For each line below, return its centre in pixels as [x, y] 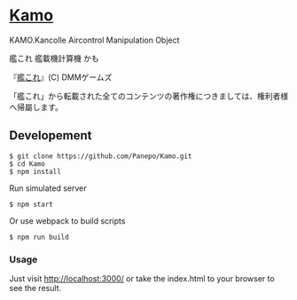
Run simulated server [48, 188]
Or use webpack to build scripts [67, 221]
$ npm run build [39, 237]
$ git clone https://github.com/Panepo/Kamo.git [101, 156]
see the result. [35, 288]
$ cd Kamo [27, 164]
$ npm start [31, 204]
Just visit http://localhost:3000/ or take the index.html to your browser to [142, 279]
